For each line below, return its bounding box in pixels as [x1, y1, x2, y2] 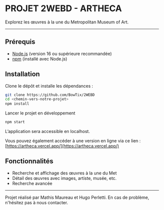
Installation [5, 70, 40, 78]
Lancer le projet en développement [5, 110, 76, 116]
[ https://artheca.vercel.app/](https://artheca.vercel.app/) [5, 143, 120, 149]
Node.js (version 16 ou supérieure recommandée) [12, 51, 112, 57]
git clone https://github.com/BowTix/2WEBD [5, 92, 95, 97]
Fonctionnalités [5, 157, 54, 166]
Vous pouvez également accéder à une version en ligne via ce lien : [5, 138, 141, 144]
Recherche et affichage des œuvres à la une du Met [12, 170, 117, 176]
